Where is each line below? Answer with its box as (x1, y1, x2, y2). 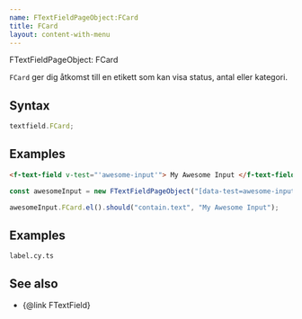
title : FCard (9, 22, 58, 31)
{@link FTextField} (22, 300, 92, 311)
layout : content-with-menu (9, 30, 111, 39)
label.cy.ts (9, 252, 54, 261)
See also (9, 276, 58, 291)
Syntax (9, 98, 50, 113)
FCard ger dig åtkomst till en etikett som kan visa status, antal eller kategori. (9, 72, 288, 83)
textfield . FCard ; (9, 122, 75, 131)
